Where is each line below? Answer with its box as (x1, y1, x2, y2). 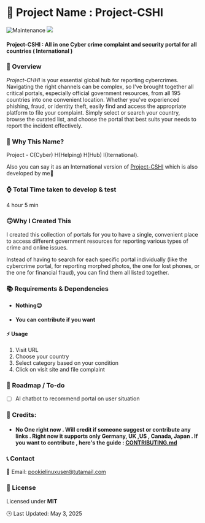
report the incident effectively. (6, 122, 83, 129)
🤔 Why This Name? (6, 137, 64, 146)
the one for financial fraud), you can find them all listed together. (6, 269, 169, 276)
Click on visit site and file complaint (15, 366, 106, 373)
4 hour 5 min (6, 202, 39, 209)
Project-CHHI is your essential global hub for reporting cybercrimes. (6, 76, 179, 83)
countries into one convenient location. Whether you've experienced (6, 96, 180, 103)
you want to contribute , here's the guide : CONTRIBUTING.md (15, 438, 177, 446)
